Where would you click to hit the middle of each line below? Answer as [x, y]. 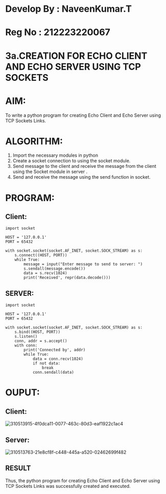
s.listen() [26, 337]
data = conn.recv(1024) [58, 359]
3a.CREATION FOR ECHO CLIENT [76, 56]
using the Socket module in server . [50, 171]
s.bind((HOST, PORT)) [37, 332]
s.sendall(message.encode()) [55, 269]
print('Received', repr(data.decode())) [67, 278]
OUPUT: [22, 393]
